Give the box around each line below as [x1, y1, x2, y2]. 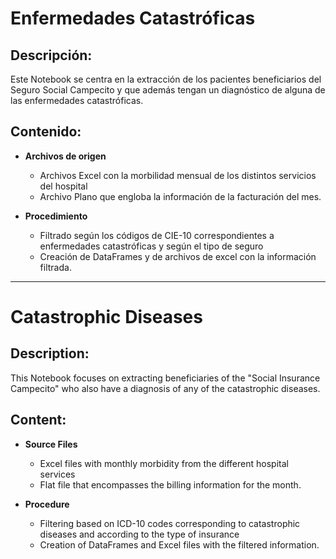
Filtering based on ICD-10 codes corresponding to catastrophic [39, 517, 301, 529]
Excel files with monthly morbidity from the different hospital [39, 457, 289, 469]
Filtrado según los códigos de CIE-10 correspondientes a [39, 229, 275, 241]
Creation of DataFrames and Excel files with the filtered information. [39, 538, 320, 551]
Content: [10, 412, 67, 429]
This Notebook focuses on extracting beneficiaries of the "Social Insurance [10, 372, 321, 384]
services [39, 468, 76, 480]
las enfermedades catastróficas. [10, 95, 144, 106]
